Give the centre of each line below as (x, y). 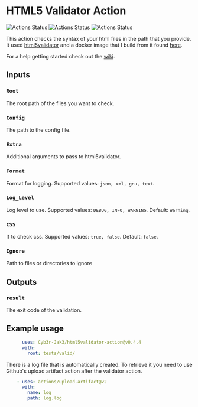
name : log (39, 393)
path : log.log (45, 398)
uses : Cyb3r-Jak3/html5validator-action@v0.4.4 (82, 342)
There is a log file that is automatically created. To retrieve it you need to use (99, 364)
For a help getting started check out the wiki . (61, 56)
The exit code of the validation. (44, 310)
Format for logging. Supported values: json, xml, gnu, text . (80, 183)
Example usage (35, 329)
